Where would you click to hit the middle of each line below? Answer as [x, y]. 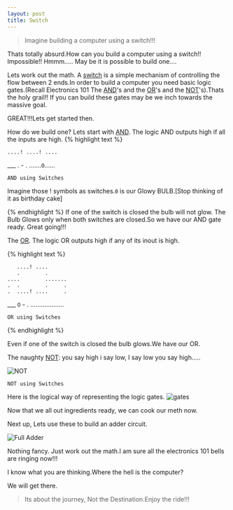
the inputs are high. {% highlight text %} [65, 139]
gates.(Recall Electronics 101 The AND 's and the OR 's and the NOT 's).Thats [116, 90]
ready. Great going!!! [37, 227]
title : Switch [28, 20]
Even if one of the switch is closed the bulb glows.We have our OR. [104, 343]
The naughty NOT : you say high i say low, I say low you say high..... [104, 357]
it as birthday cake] [35, 198]
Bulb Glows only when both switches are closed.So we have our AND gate [114, 219]
